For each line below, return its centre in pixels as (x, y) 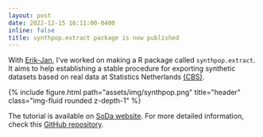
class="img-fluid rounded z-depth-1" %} (75, 101)
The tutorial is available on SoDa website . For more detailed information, (126, 116)
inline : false (32, 30)
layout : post (30, 15)
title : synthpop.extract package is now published (94, 38)
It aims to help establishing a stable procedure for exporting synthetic (122, 69)
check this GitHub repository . (56, 124)
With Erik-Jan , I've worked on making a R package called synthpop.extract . (132, 60)
